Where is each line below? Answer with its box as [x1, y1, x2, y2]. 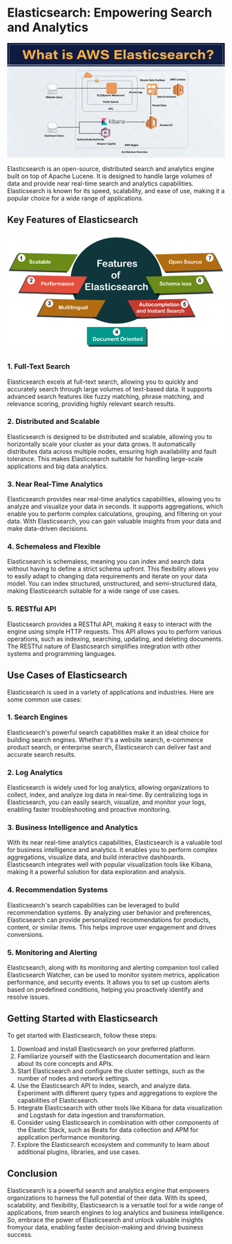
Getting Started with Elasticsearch [7, 1013, 158, 1024]
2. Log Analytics [7, 767, 64, 777]
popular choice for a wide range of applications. [7, 194, 144, 202]
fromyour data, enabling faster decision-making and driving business [7, 1223, 204, 1231]
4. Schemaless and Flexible [7, 542, 101, 551]
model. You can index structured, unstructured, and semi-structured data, [7, 580, 217, 588]
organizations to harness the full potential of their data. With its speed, [7, 1193, 207, 1202]
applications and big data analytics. [7, 462, 108, 470]
